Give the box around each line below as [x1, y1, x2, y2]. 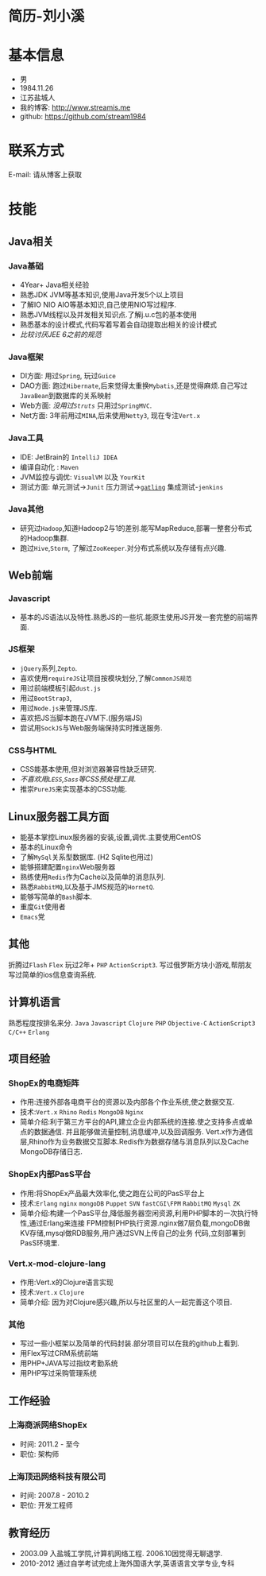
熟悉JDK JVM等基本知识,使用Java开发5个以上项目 [19, 289, 184, 299]
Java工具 [8, 432, 44, 443]
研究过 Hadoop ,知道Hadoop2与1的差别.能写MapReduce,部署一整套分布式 [19, 523, 253, 532]
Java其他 [8, 504, 44, 515]
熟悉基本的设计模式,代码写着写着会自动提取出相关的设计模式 [19, 319, 217, 329]
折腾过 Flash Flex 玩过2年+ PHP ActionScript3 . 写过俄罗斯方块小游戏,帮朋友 [8, 959, 253, 970]
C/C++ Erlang [8, 1028, 50, 1036]
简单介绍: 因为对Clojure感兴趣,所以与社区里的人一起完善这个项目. [19, 1297, 233, 1307]
